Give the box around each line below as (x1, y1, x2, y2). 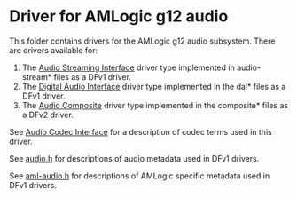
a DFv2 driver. (21, 109, 74, 120)
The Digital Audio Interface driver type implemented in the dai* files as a (21, 81, 286, 91)
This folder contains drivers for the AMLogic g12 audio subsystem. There (9, 36, 276, 46)
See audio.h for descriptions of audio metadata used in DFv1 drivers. (9, 153, 260, 163)
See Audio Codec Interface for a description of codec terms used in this (9, 126, 272, 137)
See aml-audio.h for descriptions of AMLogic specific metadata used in (9, 170, 270, 181)
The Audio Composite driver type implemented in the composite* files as (21, 99, 289, 110)
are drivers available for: (9, 44, 98, 55)
